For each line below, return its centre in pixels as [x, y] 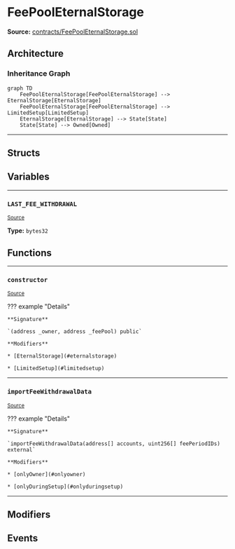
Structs [24, 153]
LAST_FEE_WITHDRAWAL [42, 204]
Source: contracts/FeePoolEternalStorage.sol [73, 32]
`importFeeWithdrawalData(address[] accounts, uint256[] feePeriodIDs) [114, 443]
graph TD [20, 88]
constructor [28, 280]
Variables [29, 177]
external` [22, 449]
